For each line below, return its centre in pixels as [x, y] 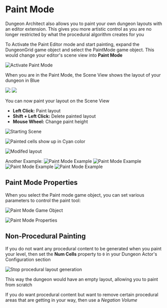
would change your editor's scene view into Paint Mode [64, 55]
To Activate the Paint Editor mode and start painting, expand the [73, 44]
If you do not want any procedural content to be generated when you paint [83, 248]
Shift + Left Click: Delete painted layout [54, 116]
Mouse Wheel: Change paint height [50, 122]
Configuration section [28, 259]
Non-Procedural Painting [46, 236]
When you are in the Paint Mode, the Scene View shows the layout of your [83, 75]
